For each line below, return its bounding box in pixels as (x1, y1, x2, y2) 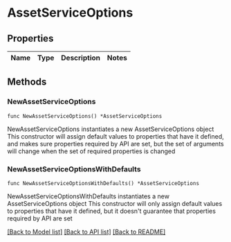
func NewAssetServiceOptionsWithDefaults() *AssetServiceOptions (7, 180, 199, 187)
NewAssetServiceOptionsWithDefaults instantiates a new (7, 192, 169, 200)
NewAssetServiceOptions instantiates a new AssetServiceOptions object (7, 125, 214, 133)
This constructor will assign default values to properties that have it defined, (7, 132, 225, 140)
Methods (7, 76, 47, 88)
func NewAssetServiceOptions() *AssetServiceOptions (7, 112, 163, 119)
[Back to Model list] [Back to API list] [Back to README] (7, 227, 166, 236)
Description (61, 53, 100, 62)
